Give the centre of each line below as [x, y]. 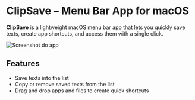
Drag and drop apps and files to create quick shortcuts [82, 91]
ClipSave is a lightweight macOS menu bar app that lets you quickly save [96, 27]
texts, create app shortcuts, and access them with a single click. [85, 33]
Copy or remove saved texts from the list [65, 84]
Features [23, 64]
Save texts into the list [42, 78]
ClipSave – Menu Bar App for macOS [97, 11]
